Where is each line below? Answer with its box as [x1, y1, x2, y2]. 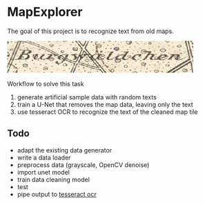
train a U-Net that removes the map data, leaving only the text [17, 100, 193, 108]
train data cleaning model [17, 175, 90, 184]
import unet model [17, 168, 70, 176]
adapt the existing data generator [17, 146, 113, 154]
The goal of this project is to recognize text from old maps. [7, 27, 174, 35]
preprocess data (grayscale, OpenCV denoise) [17, 160, 150, 169]
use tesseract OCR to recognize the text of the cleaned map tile [17, 108, 198, 116]
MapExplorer [7, 4, 83, 20]
